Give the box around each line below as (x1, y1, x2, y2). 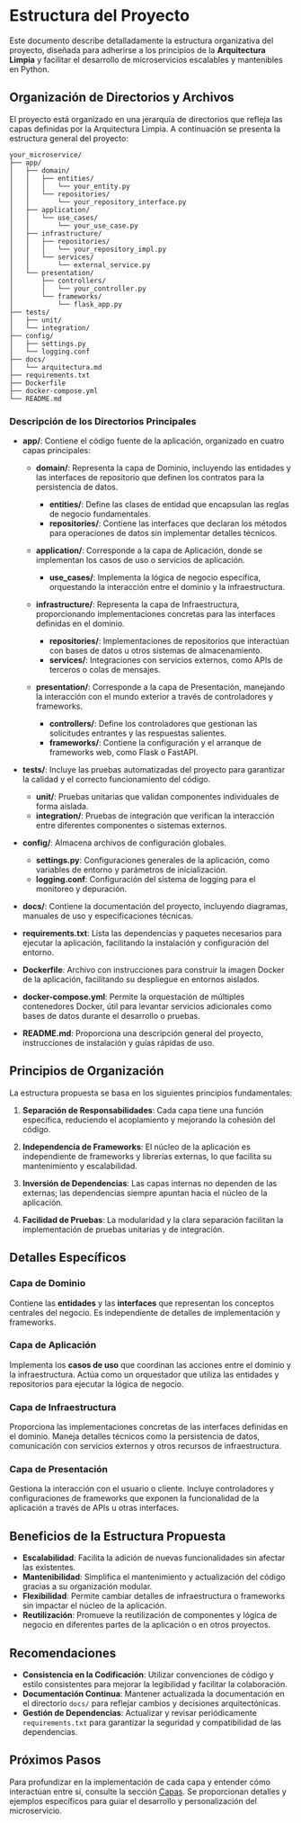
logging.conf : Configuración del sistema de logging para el (35, 874, 256, 885)
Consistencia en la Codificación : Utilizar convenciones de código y (22, 1669, 274, 1680)
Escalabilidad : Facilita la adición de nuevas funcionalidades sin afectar (22, 1552, 286, 1563)
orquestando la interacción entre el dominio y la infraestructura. (49, 582, 286, 593)
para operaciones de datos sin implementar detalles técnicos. (49, 528, 278, 539)
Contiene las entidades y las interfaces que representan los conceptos (9, 1297, 275, 1309)
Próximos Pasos (9, 1753, 102, 1768)
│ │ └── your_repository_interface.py (9, 197, 187, 207)
